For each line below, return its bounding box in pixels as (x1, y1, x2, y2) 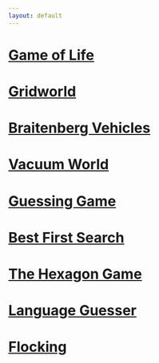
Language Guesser (8, 302, 137, 320)
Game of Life (8, 45, 94, 64)
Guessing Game (8, 192, 117, 210)
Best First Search (8, 228, 125, 247)
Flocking (8, 338, 67, 356)
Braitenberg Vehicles (8, 119, 151, 137)
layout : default (8, 11, 62, 20)
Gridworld (8, 83, 77, 101)
